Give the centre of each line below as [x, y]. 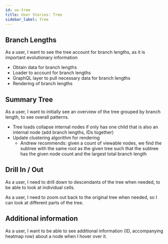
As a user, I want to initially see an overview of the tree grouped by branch [83, 112]
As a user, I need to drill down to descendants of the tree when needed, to [83, 182]
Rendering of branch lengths [42, 84]
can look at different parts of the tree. [44, 202]
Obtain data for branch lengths [45, 67]
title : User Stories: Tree [34, 15]
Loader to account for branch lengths [52, 73]
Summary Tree [29, 99]
